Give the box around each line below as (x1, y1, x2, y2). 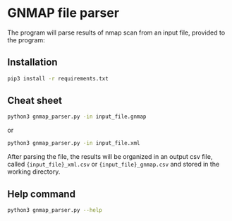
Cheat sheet (7, 95, 62, 107)
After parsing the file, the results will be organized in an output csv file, (7, 153, 213, 161)
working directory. (7, 167, 61, 176)
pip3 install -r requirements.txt (7, 75, 109, 82)
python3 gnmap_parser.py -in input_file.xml (7, 140, 140, 147)
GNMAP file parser (7, 5, 120, 21)
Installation (7, 56, 58, 68)
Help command (7, 188, 76, 200)
